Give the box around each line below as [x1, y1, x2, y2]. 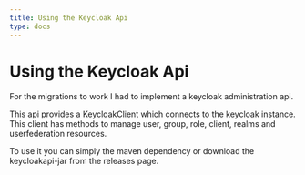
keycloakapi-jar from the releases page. [9, 156, 159, 167]
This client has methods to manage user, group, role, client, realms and [9, 118, 276, 129]
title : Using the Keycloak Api [9, 13, 128, 23]
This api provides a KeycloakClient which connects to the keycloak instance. [9, 108, 296, 119]
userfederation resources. [9, 129, 107, 139]
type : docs [9, 22, 51, 31]
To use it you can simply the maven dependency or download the [9, 146, 255, 157]
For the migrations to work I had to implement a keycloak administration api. [9, 91, 294, 102]
